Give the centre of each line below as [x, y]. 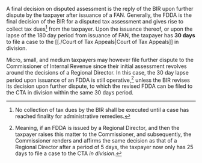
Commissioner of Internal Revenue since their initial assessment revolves [97, 66]
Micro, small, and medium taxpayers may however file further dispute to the [100, 60]
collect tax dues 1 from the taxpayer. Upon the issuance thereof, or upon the [99, 28]
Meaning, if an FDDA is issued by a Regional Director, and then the [97, 128]
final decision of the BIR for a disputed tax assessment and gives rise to [95, 21]
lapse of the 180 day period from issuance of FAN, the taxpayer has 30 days [101, 35]
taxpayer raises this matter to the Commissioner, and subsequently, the [103, 134]
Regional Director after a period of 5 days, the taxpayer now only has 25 [104, 147]
